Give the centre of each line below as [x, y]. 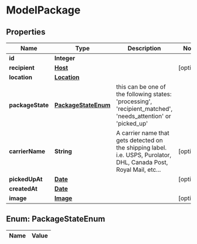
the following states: [144, 94]
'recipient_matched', [145, 109]
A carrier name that [143, 133]
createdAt [23, 189]
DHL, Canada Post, [142, 162]
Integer [65, 58]
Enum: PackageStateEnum [56, 219]
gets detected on [140, 140]
